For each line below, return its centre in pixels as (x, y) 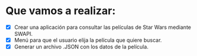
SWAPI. (24, 34)
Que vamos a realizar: (61, 11)
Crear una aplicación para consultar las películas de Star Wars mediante (103, 27)
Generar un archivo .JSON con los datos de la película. (81, 47)
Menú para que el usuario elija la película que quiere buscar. (88, 40)
